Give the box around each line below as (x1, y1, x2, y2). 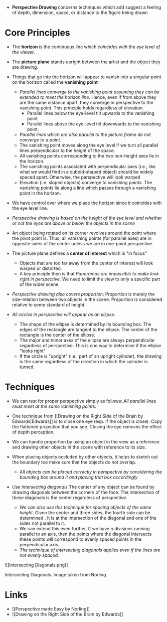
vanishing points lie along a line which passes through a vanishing (19, 185, 156, 191)
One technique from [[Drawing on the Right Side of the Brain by (12, 413, 143, 419)
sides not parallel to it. (19, 520, 66, 526)
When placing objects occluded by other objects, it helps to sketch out (12, 453, 158, 459)
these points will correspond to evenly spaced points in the (19, 536, 141, 542)
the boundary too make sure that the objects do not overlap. (12, 459, 136, 465)
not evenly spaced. (19, 552, 60, 558)
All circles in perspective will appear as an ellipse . (12, 311, 116, 318)
